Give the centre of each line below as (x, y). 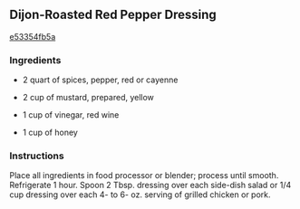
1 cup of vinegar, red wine (71, 115)
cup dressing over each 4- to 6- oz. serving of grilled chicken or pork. (140, 195)
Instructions (37, 156)
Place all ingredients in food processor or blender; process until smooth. (144, 176)
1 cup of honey (50, 133)
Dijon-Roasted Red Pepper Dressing (113, 15)
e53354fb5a (33, 36)
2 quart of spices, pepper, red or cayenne (100, 80)
